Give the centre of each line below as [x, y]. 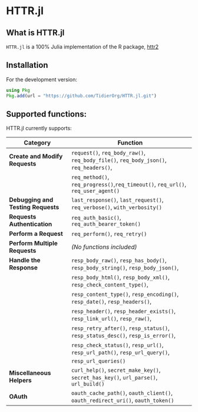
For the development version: [42, 79]
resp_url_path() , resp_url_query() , [120, 352]
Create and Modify [36, 156]
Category [37, 143]
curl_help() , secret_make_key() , [116, 370]
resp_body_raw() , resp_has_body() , [119, 261]
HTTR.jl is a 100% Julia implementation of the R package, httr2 [82, 47]
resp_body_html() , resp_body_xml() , [120, 277]
